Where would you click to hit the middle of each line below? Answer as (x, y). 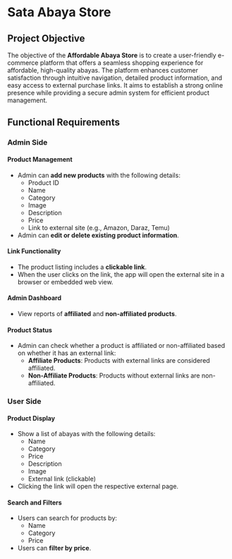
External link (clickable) (62, 479)
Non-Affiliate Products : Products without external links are (114, 375)
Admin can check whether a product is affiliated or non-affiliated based (121, 346)
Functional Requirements (63, 122)
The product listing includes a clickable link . (82, 267)
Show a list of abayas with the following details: (86, 434)
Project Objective (46, 38)
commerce (23, 63)
